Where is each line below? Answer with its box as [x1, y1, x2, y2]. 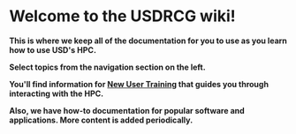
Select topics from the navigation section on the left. [9, 62, 206, 72]
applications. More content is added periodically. [9, 115, 194, 125]
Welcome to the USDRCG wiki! [9, 6, 236, 26]
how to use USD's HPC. [9, 44, 97, 55]
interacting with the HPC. [9, 88, 104, 99]
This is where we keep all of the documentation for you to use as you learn [9, 35, 287, 46]
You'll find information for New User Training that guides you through [9, 78, 269, 89]
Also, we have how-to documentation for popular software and [9, 105, 245, 115]
